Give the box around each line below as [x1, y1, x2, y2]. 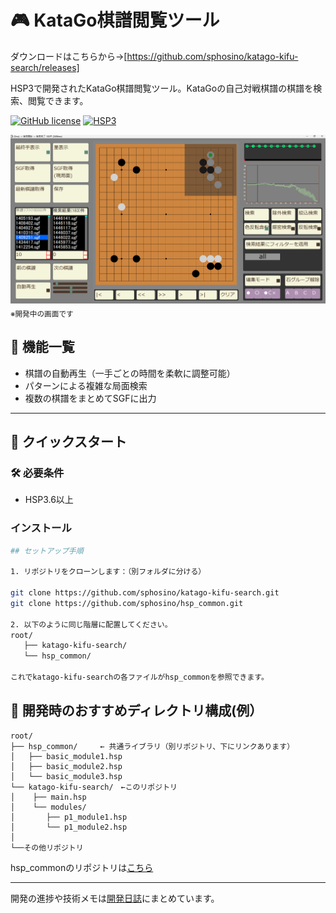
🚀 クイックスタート [10, 433, 128, 450]
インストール [10, 521, 72, 535]
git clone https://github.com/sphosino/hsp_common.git [10, 598, 244, 608]
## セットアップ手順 [10, 546, 84, 556]
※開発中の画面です [10, 309, 74, 319]
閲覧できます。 [27, 94, 89, 106]
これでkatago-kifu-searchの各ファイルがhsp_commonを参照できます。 [10, 672, 269, 682]
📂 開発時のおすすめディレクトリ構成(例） [10, 702, 263, 720]
